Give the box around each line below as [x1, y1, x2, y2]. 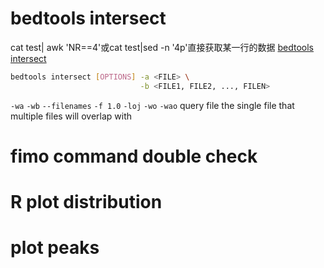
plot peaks [10, 237, 100, 259]
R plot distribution [10, 191, 163, 214]
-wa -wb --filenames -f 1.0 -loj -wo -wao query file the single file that [10, 99, 295, 111]
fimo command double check [10, 145, 258, 167]
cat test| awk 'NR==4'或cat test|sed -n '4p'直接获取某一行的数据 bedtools [10, 41, 314, 53]
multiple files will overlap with [10, 110, 133, 122]
